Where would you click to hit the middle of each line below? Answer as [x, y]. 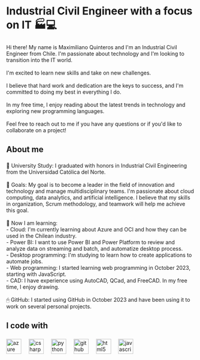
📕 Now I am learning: [32, 223]
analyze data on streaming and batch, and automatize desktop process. [95, 249]
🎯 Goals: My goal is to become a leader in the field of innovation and [90, 185]
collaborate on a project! [37, 130]
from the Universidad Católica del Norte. [56, 172]
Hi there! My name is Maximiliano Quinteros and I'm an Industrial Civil [92, 47]
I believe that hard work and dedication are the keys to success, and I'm [95, 86]
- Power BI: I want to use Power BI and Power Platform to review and [91, 242]
